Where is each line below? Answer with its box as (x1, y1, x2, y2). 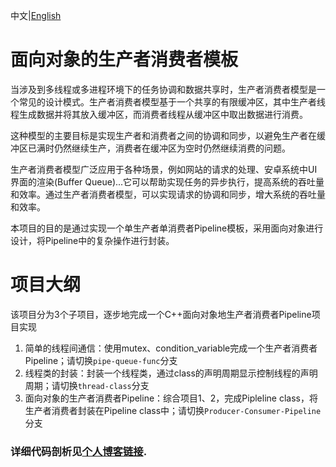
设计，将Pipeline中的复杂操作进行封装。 (10, 234, 175, 246)
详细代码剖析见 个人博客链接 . (10, 444, 148, 458)
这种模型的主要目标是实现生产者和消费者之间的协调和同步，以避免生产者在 (10, 129, 317, 141)
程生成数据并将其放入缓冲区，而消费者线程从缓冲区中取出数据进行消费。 (10, 108, 308, 120)
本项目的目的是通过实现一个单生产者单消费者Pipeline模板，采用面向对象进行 (10, 222, 324, 234)
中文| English (10, 10, 62, 21)
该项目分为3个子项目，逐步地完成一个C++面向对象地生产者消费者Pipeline (10, 308, 312, 320)
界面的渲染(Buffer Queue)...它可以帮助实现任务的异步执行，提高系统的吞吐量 (10, 175, 325, 188)
